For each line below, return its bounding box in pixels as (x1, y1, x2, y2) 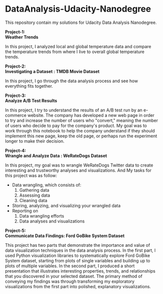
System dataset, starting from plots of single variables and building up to (5, 257, 150, 263)
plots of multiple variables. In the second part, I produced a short (5, 263, 135, 269)
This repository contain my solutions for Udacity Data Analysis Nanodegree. (5, 19, 157, 25)
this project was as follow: (5, 172, 57, 178)
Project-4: (5, 147, 26, 153)
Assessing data (19, 192, 50, 198)
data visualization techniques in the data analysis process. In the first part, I (5, 247, 156, 253)
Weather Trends (5, 34, 39, 40)
